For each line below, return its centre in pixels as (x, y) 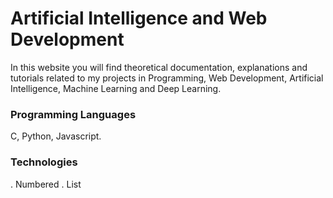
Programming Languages (73, 114)
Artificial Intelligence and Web (139, 18)
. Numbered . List (46, 184)
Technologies (44, 162)
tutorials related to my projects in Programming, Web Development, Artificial (167, 78)
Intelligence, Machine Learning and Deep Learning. (116, 88)
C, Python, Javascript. (56, 136)
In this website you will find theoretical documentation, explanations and (159, 67)
